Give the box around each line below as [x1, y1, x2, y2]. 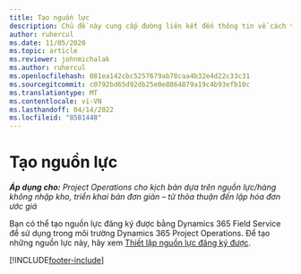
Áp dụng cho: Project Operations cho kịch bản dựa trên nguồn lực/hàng [9, 181, 277, 193]
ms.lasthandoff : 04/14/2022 [9, 105, 115, 114]
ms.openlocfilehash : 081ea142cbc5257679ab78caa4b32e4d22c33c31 [9, 72, 251, 81]
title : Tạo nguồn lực [9, 13, 90, 22]
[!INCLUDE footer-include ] [9, 255, 105, 266]
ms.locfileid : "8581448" [9, 113, 102, 122]
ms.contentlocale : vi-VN [9, 96, 102, 106]
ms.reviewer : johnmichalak [9, 55, 110, 64]
